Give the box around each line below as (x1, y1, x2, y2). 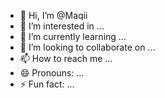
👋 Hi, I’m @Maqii (19, 10, 88, 21)
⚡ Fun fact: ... (19, 78, 75, 90)
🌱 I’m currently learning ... (19, 31, 127, 42)
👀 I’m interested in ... (19, 20, 105, 32)
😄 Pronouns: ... (19, 67, 85, 79)
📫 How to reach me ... (19, 53, 113, 64)
